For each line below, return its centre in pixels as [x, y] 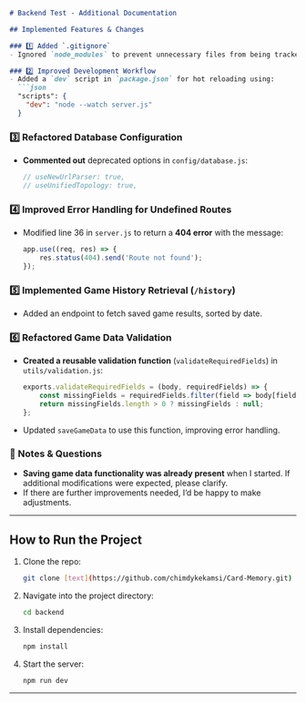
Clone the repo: [52, 561]
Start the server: [53, 664]
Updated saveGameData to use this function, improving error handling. [151, 430]
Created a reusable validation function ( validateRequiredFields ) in [150, 361]
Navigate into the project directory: [88, 596]
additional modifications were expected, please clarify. [125, 484]
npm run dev [45, 680]
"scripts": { [42, 97]
